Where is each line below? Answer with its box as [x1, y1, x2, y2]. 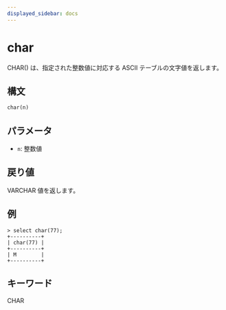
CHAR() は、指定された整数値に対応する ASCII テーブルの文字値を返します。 [7, 63, 223, 72]
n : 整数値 [16, 145, 43, 153]
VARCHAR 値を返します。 [7, 186, 80, 194]
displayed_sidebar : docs [7, 10, 78, 17]
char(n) [7, 104, 30, 111]
